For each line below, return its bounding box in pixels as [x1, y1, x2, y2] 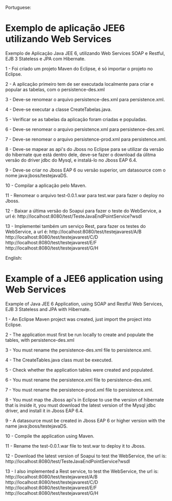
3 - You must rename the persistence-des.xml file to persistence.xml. [5, 346, 152, 353]
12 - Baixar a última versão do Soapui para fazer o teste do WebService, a [5, 207, 162, 214]
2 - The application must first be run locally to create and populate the [5, 331, 154, 338]
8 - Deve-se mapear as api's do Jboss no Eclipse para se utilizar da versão [5, 146, 164, 152]
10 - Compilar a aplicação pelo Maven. [5, 182, 87, 188]
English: [5, 255, 22, 261]
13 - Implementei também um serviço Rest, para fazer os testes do [5, 223, 146, 229]
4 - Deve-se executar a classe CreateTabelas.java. [5, 106, 112, 112]
